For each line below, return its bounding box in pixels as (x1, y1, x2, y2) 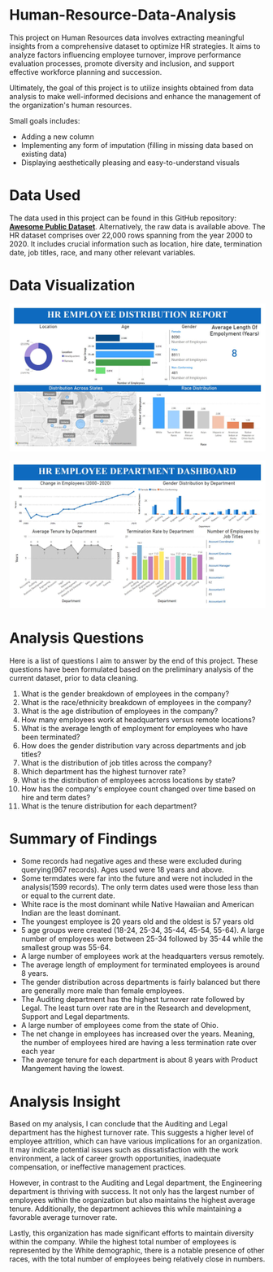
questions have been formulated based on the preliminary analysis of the (9, 664, 254, 674)
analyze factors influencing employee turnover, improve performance (9, 50, 242, 59)
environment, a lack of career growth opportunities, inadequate (9, 1153, 222, 1164)
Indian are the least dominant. (20, 908, 121, 918)
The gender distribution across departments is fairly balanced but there (20, 978, 261, 987)
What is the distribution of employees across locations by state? (20, 775, 236, 785)
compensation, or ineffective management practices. (9, 1162, 186, 1172)
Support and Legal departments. (20, 1012, 131, 1022)
